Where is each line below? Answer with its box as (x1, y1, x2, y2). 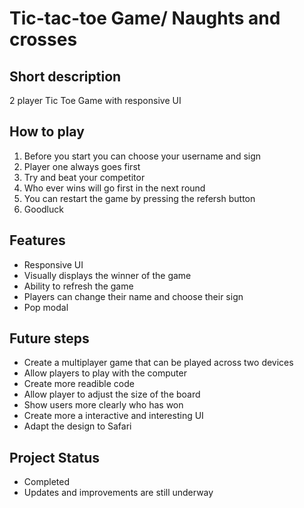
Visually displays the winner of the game (23, 269, 192, 281)
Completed (23, 476, 70, 488)
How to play (9, 123, 85, 141)
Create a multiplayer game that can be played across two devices (23, 357, 294, 369)
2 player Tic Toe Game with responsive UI (9, 95, 182, 106)
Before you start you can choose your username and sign (23, 150, 262, 162)
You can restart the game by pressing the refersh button (23, 192, 256, 204)
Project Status (9, 449, 101, 466)
